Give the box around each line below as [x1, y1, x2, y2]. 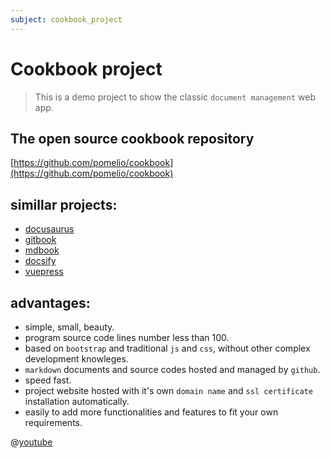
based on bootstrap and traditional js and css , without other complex [24, 342, 311, 354]
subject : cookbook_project [10, 14, 123, 25]
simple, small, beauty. [24, 321, 115, 333]
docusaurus [24, 223, 75, 235]
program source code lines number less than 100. [24, 332, 230, 343]
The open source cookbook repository [10, 130, 255, 147]
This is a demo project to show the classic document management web [34, 91, 316, 103]
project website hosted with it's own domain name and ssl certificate [24, 385, 313, 396]
